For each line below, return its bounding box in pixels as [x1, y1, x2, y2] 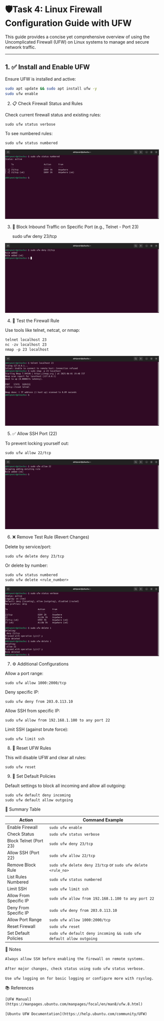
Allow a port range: [5, 670, 43, 676]
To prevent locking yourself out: [5, 441, 69, 446]
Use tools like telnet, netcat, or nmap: [5, 327, 81, 333]
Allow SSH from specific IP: [5, 708, 60, 714]
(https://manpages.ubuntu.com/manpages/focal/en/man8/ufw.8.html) [5, 1001, 143, 1006]
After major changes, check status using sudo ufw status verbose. [5, 966, 145, 971]
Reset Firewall [7, 924, 36, 929]
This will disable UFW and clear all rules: [5, 754, 86, 760]
